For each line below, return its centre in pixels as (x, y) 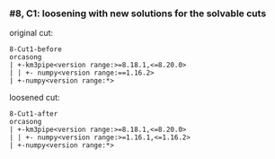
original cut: (31, 33)
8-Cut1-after (34, 114)
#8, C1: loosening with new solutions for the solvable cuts (138, 13)
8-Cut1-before (36, 49)
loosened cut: (35, 98)
